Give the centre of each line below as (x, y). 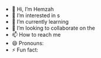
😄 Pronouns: (28, 43)
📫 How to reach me (36, 35)
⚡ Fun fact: (25, 50)
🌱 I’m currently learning (40, 22)
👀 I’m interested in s (36, 15)
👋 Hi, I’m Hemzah (33, 9)
